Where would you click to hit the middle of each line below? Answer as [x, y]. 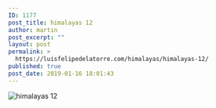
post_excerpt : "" [37, 37]
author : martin [33, 30]
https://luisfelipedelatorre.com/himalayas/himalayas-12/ [112, 59]
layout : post [29, 45]
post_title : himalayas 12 [50, 23]
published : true [35, 67]
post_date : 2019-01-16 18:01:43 [61, 74]
